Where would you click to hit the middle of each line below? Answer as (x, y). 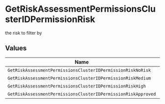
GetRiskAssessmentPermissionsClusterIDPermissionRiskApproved (82, 94)
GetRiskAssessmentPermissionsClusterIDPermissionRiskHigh (77, 86)
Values (16, 48)
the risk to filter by (24, 33)
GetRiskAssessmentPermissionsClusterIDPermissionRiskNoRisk (79, 70)
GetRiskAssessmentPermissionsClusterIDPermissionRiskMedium (79, 78)
